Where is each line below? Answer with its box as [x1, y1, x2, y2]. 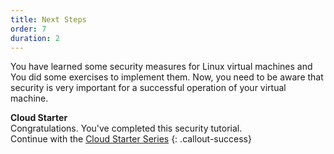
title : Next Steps [10, 14, 87, 25]
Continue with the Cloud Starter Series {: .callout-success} [10, 133, 252, 145]
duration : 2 [10, 33, 60, 43]
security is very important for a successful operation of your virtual [10, 82, 287, 94]
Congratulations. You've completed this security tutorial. [10, 122, 243, 135]
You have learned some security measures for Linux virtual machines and [10, 61, 313, 73]
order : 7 [10, 24, 47, 34]
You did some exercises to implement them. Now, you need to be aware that [10, 71, 324, 83]
